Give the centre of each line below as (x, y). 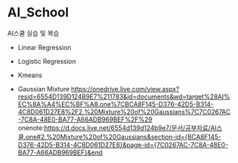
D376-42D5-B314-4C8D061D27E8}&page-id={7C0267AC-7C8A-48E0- (123, 144)
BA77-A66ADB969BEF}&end (60, 152)
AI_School (38, 13)
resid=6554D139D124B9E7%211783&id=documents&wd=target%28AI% (124, 97)
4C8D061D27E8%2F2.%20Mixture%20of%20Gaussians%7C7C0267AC (124, 112)
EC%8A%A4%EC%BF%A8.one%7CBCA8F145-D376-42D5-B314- (116, 104)
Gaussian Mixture (44, 89)
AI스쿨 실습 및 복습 (33, 33)
